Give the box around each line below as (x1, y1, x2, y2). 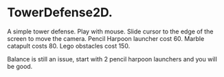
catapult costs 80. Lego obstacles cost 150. (7, 42, 131, 50)
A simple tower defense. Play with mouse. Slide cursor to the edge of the (7, 27, 214, 35)
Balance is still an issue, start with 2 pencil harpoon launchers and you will (7, 55, 218, 63)
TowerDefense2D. (7, 5, 113, 20)
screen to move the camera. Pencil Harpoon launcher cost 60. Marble (7, 34, 205, 42)
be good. (7, 62, 33, 70)
